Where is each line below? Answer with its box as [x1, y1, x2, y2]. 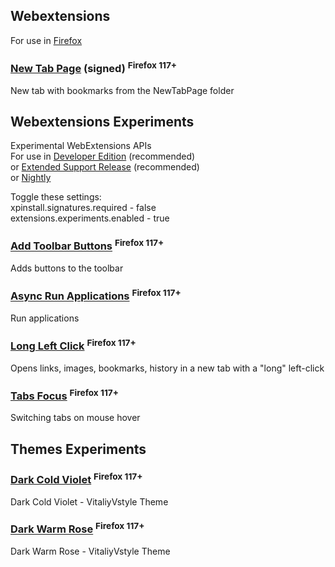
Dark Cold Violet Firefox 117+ [10, 470, 143, 487]
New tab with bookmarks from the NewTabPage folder [10, 84, 235, 96]
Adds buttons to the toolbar [10, 262, 124, 274]
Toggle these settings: [10, 191, 102, 203]
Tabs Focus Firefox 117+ [10, 387, 119, 403]
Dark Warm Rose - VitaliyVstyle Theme [10, 545, 171, 558]
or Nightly [10, 172, 52, 184]
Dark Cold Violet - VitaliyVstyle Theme [10, 495, 169, 508]
